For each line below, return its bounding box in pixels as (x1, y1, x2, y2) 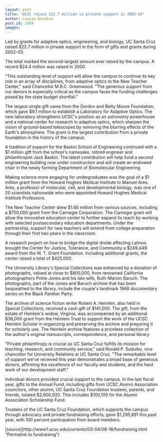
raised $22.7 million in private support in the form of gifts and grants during (5, 44, 156, 50)
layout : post (5, 7, 32, 12)
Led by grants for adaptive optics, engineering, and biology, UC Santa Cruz (5, 39, 156, 44)
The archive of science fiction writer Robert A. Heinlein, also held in (5, 300, 140, 306)
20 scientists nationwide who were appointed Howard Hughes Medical (5, 190, 147, 196)
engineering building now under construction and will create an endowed (5, 160, 152, 166)
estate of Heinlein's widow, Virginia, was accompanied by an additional (5, 311, 147, 316)
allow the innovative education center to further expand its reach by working (5, 215, 158, 221)
